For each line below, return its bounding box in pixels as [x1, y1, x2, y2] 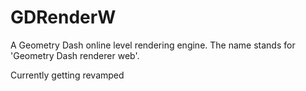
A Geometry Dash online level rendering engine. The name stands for [10, 39, 296, 51]
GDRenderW [10, 6, 117, 29]
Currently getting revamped [10, 69, 125, 81]
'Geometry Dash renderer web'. [10, 49, 140, 61]
